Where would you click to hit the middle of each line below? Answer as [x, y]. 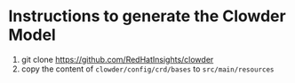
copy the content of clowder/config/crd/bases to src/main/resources [147, 69]
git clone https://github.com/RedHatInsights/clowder [117, 59]
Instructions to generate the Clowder [147, 16]
